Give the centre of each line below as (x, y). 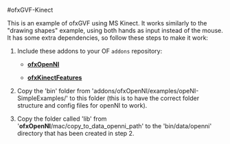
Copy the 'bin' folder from (54, 91)
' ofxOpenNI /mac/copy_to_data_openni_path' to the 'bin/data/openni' (114, 126)
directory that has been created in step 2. (76, 133)
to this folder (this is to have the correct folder (135, 98)
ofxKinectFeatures (55, 77)
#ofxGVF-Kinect (30, 10)
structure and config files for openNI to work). (82, 105)
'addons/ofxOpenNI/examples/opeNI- (145, 91)
